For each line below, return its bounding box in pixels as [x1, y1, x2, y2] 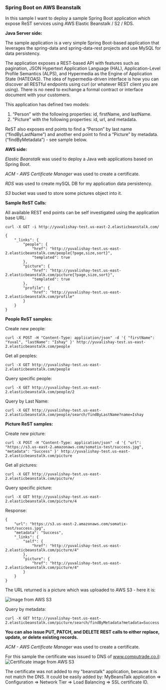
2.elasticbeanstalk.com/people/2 [5, 390, 75, 395]
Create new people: [5, 326, 46, 332]
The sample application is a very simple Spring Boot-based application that [5, 40, 160, 46]
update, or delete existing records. [5, 634, 78, 640]
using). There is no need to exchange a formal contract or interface [5, 87, 144, 93]
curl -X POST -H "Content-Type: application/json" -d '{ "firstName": [5, 335, 155, 340]
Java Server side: [5, 30, 42, 36]
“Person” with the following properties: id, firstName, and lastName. [12, 111, 152, 117]
